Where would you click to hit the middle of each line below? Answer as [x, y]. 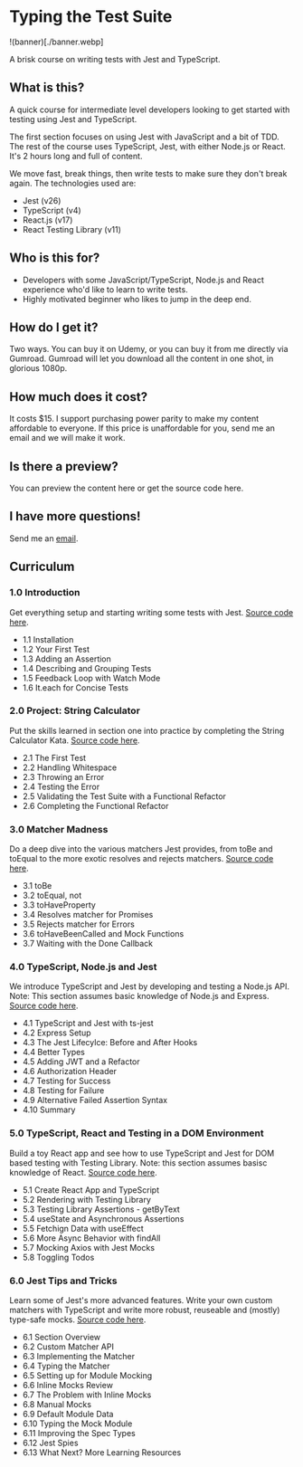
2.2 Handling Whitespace [70, 767]
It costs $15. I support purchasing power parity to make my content [134, 419]
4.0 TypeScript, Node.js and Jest [83, 967]
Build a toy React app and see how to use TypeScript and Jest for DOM [142, 1153]
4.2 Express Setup [57, 1033]
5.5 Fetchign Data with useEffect [83, 1228]
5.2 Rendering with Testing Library [87, 1199]
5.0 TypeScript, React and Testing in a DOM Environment [137, 1133]
